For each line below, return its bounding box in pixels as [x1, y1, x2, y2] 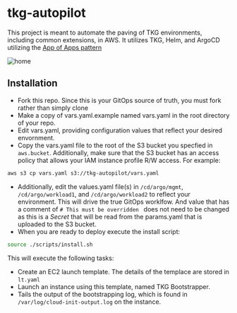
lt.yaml [17, 276, 40, 283]
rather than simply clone [17, 104, 89, 112]
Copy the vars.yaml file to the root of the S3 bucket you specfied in [17, 141, 213, 149]
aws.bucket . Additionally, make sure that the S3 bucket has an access [17, 148, 219, 156]
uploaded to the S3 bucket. [17, 220, 97, 228]
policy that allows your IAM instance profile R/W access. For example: [17, 156, 221, 164]
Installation [7, 78, 58, 90]
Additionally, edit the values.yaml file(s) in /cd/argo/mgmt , [17, 182, 183, 191]
